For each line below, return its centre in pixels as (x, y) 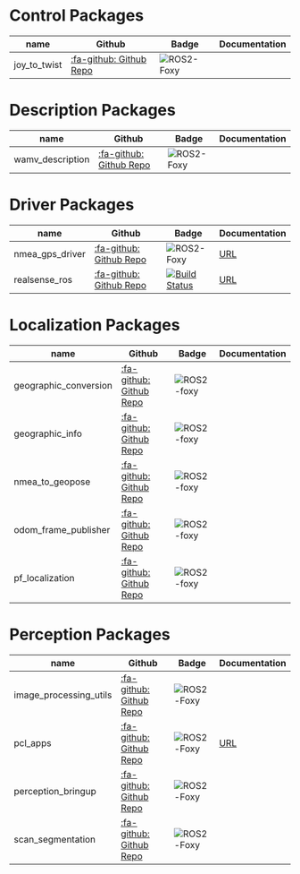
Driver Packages (72, 205)
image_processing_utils (63, 695)
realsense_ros (43, 279)
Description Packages (92, 111)
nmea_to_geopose (52, 482)
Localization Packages (95, 325)
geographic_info (48, 433)
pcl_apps (33, 742)
